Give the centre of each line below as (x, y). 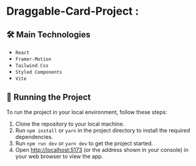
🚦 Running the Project (48, 97)
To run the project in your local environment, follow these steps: (87, 112)
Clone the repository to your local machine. (70, 124)
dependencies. (34, 137)
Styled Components (39, 72)
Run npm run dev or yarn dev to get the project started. (84, 143)
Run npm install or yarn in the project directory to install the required (103, 130)
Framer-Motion (33, 59)
